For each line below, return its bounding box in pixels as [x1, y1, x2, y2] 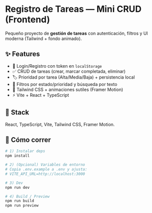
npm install [5, 153, 30, 159]
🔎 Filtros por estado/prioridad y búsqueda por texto [12, 81, 117, 87]
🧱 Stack [5, 108, 30, 117]
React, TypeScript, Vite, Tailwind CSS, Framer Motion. [5, 121, 115, 127]
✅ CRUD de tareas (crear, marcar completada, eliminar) [12, 68, 126, 74]
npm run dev [5, 185, 30, 190]
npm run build [5, 199, 35, 204]
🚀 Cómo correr [5, 135, 51, 144]
